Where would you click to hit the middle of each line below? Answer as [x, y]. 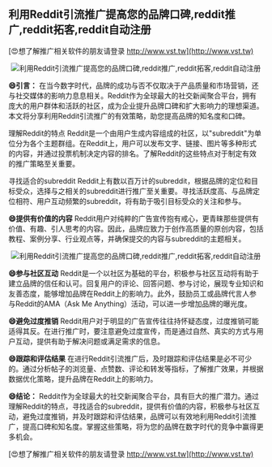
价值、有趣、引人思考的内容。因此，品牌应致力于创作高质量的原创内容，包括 [136, 228]
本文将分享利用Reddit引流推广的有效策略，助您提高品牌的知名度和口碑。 [129, 115]
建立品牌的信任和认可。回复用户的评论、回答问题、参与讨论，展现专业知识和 [136, 283]
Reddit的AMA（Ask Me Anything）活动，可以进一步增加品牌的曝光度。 [134, 304]
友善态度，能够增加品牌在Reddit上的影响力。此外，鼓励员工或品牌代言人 [129, 293]
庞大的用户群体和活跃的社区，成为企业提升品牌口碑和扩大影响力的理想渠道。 [136, 106]
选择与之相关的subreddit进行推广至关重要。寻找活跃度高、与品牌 [144, 191]
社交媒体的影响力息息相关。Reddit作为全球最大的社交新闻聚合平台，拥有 [136, 95]
